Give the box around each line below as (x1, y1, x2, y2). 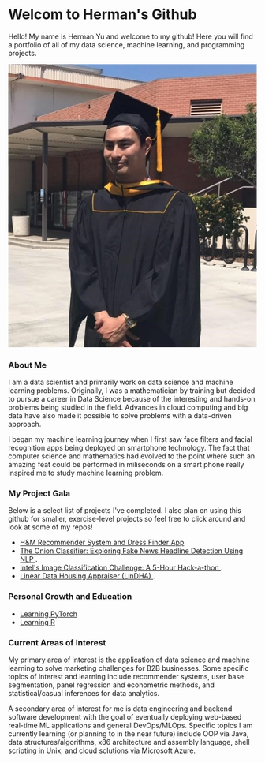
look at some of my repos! (8, 522, 93, 532)
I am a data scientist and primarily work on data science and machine (8, 377, 234, 387)
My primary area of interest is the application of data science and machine (8, 655, 250, 664)
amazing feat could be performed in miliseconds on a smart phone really (8, 460, 244, 469)
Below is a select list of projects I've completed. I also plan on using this (8, 506, 242, 515)
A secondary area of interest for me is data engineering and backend (8, 704, 233, 713)
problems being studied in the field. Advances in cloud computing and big (8, 402, 248, 412)
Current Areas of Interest (8, 637, 106, 648)
